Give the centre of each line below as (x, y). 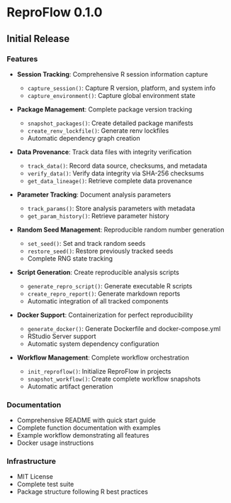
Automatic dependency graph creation (84, 138)
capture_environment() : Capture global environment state (111, 95)
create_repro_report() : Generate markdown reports (104, 293)
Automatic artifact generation (71, 386)
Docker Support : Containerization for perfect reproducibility (105, 315)
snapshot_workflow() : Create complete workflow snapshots (114, 379)
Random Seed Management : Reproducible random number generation (120, 229)
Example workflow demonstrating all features (83, 436)
